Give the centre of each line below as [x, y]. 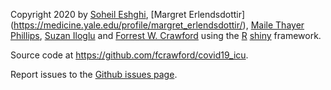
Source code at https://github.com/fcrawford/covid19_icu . [129, 55]
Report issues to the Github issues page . [94, 74]
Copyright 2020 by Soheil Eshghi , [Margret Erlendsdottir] [128, 14]
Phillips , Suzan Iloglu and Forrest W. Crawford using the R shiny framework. [166, 35]
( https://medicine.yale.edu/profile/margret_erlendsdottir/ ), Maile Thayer [157, 25]
